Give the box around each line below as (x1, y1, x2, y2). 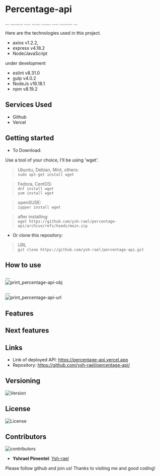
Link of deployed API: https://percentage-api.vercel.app (12, 356, 128, 363)
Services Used (5, 101, 52, 109)
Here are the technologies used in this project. (5, 30, 102, 36)
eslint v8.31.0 (12, 69, 40, 76)
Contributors (5, 432, 47, 441)
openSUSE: (17, 199, 42, 205)
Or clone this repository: (12, 232, 63, 238)
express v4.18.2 (12, 45, 45, 51)
